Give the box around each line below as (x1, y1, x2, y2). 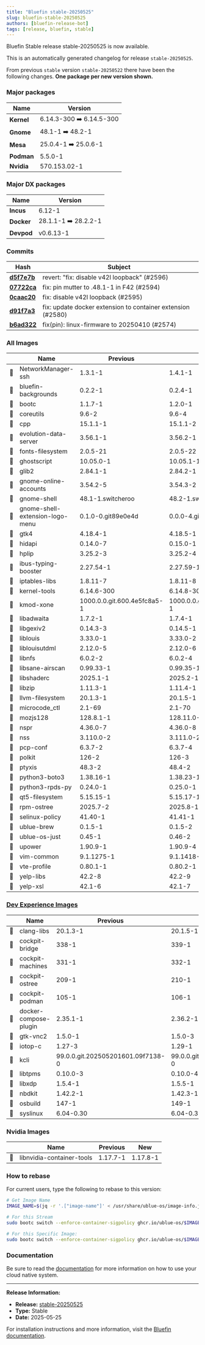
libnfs (19, 654, 35, 662)
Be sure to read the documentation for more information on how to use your (6, 1264, 197, 1272)
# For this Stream (6, 1214, 53, 1220)
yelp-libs (19, 872, 46, 881)
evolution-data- (19, 430, 67, 438)
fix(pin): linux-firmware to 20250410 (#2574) (42, 321, 177, 329)
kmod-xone (19, 601, 54, 609)
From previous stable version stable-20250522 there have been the (6, 67, 175, 74)
